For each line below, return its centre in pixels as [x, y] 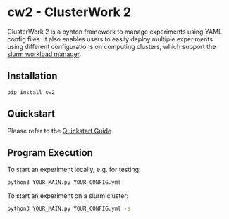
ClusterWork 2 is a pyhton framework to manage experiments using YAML [115, 32]
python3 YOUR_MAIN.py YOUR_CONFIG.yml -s [69, 209]
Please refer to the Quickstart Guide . [60, 131]
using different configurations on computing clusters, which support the [112, 46]
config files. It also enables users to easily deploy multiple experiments [110, 39]
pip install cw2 [31, 92]
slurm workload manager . [44, 54]
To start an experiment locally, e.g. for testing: [74, 170]
